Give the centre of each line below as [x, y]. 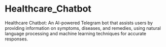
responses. [16, 39]
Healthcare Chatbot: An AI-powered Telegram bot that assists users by [79, 23]
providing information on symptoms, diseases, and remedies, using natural [83, 28]
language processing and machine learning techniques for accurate [76, 33]
